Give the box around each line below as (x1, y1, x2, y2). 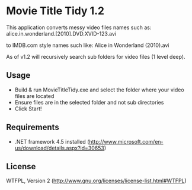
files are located (14, 92, 55, 99)
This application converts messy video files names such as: (6, 24, 152, 31)
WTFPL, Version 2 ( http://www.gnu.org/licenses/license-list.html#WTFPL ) (6, 177, 187, 185)
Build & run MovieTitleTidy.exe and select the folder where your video (14, 86, 185, 93)
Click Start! (14, 105, 43, 112)
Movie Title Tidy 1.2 (6, 4, 105, 18)
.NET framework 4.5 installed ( (14, 138, 89, 145)
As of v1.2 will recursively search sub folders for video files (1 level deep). (6, 53, 185, 60)
